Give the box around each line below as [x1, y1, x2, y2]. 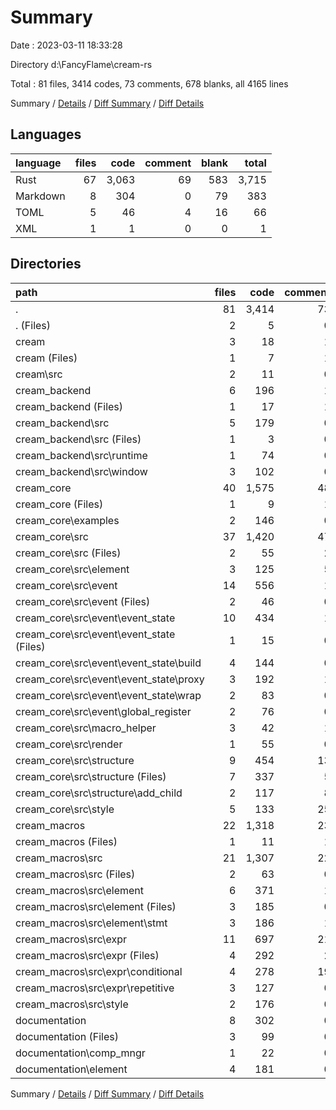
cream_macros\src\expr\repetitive [15, 981, 175, 995]
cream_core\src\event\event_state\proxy [15, 672, 205, 686]
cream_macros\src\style [15, 997, 129, 1011]
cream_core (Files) [15, 497, 104, 511]
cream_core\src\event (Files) [15, 594, 151, 608]
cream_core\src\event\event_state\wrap [15, 688, 202, 702]
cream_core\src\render [15, 737, 123, 751]
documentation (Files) [15, 1029, 120, 1043]
